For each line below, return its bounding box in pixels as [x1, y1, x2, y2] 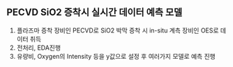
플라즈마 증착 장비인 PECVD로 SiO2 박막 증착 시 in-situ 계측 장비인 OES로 [16, 26, 219, 35]
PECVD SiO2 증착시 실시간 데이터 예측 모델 [6, 6, 183, 19]
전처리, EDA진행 [16, 44, 61, 52]
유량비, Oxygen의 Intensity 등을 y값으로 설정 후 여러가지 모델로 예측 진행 [16, 52, 216, 60]
